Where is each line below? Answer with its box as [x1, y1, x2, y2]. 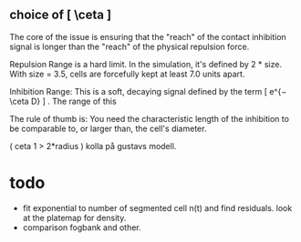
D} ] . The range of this [30, 96, 117, 106]
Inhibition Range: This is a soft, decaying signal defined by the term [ [9, 86, 267, 96]
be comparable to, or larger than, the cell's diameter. [9, 123, 207, 134]
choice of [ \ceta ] [9, 7, 112, 23]
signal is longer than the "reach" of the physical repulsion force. [9, 41, 250, 52]
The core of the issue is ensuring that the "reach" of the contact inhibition [9, 31, 287, 42]
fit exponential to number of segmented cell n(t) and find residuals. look [22, 202, 293, 213]
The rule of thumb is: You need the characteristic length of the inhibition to [9, 113, 290, 124]
